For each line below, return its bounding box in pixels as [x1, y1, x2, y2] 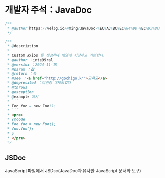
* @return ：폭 [7, 71, 37, 76]
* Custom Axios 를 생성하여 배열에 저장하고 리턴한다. [7, 53, 106, 58]
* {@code [7, 117, 26, 122]
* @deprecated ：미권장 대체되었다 [7, 80, 71, 85]
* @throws [7, 85, 27, 90]
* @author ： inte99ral [7, 58, 53, 63]
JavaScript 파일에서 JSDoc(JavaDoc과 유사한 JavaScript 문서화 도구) [5, 167, 141, 173]
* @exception [7, 90, 34, 95]
